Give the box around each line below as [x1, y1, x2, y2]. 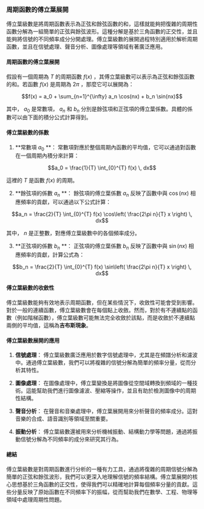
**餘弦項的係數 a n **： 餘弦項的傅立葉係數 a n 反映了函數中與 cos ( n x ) [15, 190, 189, 199]
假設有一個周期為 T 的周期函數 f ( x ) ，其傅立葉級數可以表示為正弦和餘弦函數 [6, 73, 195, 80]
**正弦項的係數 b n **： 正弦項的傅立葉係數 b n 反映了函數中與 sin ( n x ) [15, 242, 188, 251]
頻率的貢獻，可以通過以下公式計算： [20, 199, 111, 206]
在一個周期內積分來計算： [15, 152, 80, 159]
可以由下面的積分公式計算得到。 [11, 114, 92, 121]
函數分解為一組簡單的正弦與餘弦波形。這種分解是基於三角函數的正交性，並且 [6, 28, 198, 35]
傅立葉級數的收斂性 [6, 284, 55, 292]
